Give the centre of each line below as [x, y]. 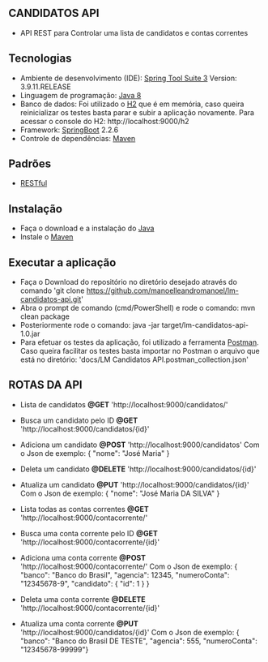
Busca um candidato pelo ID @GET [79, 420]
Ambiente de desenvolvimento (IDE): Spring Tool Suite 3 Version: [128, 78]
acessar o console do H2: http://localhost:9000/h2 [104, 121]
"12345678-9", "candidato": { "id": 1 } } [85, 583]
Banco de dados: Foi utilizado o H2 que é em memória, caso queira [132, 104]
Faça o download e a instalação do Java [87, 228]
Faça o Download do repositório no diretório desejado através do [128, 282]
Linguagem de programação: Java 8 [81, 95]
